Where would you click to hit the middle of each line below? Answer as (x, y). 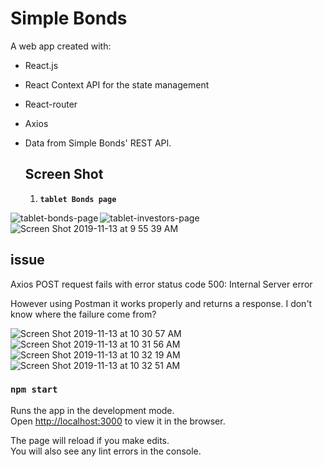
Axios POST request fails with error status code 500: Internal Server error (161, 284)
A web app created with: (61, 46)
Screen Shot (64, 174)
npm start (34, 390)
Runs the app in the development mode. (92, 410)
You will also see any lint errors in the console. (106, 451)
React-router (51, 104)
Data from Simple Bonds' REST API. (98, 143)
